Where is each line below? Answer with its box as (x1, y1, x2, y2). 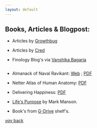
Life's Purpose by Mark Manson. (12, 99, 78, 105)
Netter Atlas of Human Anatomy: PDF (12, 80, 87, 86)
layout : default (5, 7, 38, 12)
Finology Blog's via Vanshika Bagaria (12, 57, 87, 63)
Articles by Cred (12, 47, 45, 54)
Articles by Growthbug (12, 38, 58, 44)
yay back (5, 118, 24, 124)
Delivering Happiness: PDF (12, 90, 66, 95)
